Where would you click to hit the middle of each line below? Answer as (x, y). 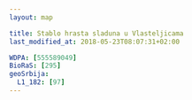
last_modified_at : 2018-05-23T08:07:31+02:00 (94, 42)
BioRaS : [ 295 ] (35, 66)
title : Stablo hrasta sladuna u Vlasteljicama (96, 33)
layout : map (31, 17)
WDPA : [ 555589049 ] (43, 58)
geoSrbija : (29, 74)
